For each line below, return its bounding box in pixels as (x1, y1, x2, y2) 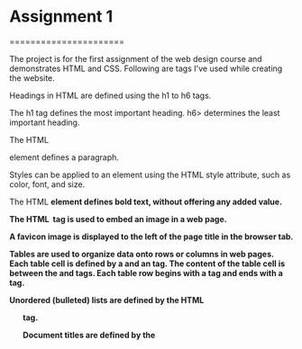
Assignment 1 (9, 6, 114, 27)
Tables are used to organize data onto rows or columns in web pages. (9, 248, 275, 259)
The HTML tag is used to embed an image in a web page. (9, 213, 227, 224)
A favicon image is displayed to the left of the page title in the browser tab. (9, 231, 294, 242)
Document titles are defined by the (22, 329, 156, 340)
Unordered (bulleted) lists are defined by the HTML (9, 294, 205, 305)
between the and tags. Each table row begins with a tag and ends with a (9, 267, 284, 278)
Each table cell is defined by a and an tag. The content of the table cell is (9, 258, 286, 269)
